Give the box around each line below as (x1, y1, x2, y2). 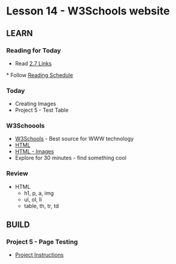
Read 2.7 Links (14, 60, 52, 67)
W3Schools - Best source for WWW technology (14, 135, 134, 143)
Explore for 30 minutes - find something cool (14, 155, 127, 162)
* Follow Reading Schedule (6, 71, 74, 79)
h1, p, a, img (24, 189, 54, 197)
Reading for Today (6, 46, 61, 55)
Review (6, 170, 28, 178)
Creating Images (14, 100, 57, 108)
